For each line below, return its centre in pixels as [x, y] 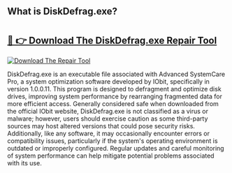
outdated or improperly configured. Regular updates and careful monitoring [116, 148]
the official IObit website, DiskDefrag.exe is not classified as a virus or [108, 111]
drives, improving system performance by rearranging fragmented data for [115, 96]
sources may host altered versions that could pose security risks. [101, 126]
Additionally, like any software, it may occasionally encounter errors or [109, 133]
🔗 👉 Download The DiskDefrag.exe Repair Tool [112, 40]
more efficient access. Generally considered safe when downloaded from [113, 104]
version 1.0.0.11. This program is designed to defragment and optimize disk [114, 89]
